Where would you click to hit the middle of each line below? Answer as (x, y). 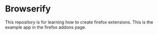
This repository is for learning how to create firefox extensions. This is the (79, 22)
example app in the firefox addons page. (46, 27)
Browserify (28, 9)
